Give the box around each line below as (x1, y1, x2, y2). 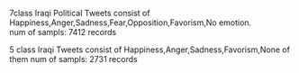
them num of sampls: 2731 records (9, 54, 138, 64)
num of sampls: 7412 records (9, 27, 117, 37)
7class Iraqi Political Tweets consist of (9, 8, 150, 18)
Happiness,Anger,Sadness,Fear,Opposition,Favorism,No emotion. (9, 17, 252, 28)
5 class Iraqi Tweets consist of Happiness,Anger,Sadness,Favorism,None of (9, 44, 291, 55)
